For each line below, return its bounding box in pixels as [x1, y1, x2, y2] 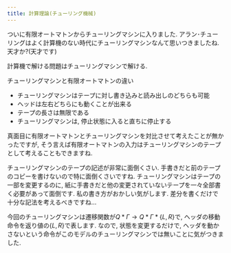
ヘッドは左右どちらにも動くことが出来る [16, 99, 132, 108]
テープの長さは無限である [16, 108, 89, 117]
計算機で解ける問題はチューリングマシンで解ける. [7, 61, 148, 70]
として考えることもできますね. [7, 149, 93, 157]
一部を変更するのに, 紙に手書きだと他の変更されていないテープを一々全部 [7, 181, 215, 189]
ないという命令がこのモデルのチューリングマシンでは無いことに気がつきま [12, 230, 224, 238]
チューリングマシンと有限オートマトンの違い [7, 77, 134, 85]
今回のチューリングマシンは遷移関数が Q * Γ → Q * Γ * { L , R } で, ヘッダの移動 [7, 212, 221, 221]
